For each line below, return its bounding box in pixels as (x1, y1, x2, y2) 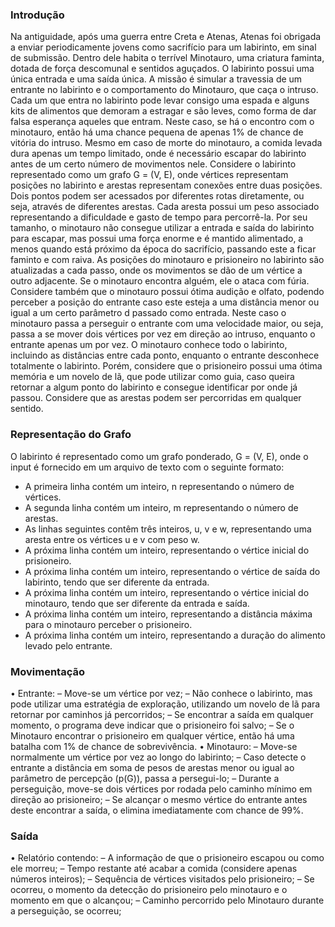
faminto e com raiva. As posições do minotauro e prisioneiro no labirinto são (10, 254, 325, 266)
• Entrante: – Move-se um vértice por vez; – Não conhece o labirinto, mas (10, 687, 313, 699)
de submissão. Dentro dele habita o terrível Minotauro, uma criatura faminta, (10, 52, 325, 64)
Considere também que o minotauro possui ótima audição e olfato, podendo (10, 286, 325, 298)
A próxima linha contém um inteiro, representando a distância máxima (24, 608, 313, 620)
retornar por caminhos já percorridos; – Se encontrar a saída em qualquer (10, 708, 314, 720)
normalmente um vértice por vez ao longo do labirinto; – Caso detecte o (10, 751, 307, 763)
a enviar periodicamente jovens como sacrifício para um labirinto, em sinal (10, 41, 317, 53)
